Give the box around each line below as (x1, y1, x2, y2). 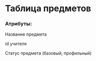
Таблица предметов (5, 3, 91, 14)
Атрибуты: (5, 20, 32, 27)
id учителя (5, 41, 27, 47)
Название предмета (5, 31, 47, 37)
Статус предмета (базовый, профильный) (5, 50, 92, 56)
